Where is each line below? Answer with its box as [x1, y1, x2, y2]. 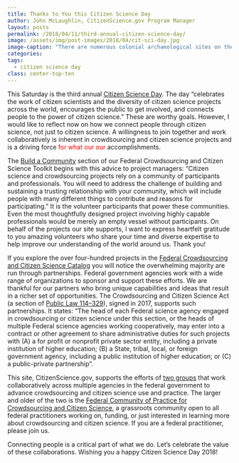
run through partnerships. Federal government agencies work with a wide [7, 269, 223, 277]
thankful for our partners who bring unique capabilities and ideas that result [7, 283, 229, 292]
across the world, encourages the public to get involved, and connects [7, 105, 215, 113]
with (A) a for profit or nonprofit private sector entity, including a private [7, 336, 218, 345]
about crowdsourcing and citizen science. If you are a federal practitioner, [7, 418, 224, 427]
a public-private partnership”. [7, 359, 94, 368]
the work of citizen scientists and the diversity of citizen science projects [7, 97, 222, 105]
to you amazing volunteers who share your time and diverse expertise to [7, 232, 219, 241]
